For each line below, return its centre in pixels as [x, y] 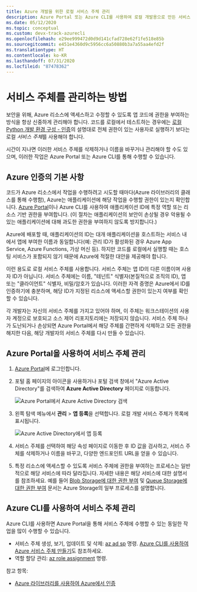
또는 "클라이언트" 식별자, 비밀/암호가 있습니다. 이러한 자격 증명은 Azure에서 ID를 [98, 284]
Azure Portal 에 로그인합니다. [48, 368]
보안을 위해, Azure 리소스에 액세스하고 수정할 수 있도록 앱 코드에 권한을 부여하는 [98, 115]
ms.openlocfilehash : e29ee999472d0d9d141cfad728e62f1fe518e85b [85, 39]
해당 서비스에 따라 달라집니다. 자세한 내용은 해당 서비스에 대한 [101, 473]
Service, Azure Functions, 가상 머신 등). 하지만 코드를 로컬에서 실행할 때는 [92, 249]
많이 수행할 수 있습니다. [44, 531]
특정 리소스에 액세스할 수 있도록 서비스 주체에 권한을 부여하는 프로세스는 [97, 465]
